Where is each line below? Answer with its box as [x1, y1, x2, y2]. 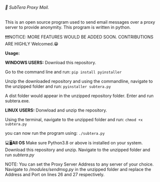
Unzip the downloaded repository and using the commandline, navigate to [5, 78, 153, 84]
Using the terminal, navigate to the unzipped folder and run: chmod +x [5, 117, 143, 123]
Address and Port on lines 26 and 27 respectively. [5, 172, 105, 178]
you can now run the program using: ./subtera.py [5, 130, 105, 136]
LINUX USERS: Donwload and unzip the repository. [5, 107, 108, 113]
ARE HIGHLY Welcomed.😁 [5, 41, 59, 47]
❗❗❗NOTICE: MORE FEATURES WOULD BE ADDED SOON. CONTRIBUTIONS [5, 34, 154, 40]
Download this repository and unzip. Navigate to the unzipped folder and [5, 147, 150, 153]
